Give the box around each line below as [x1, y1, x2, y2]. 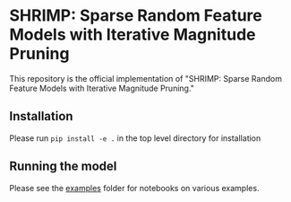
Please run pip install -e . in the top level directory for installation [9, 132, 261, 144]
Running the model [9, 159, 117, 174]
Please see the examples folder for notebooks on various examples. [9, 182, 260, 193]
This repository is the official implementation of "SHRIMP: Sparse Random [9, 73, 282, 83]
